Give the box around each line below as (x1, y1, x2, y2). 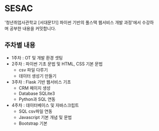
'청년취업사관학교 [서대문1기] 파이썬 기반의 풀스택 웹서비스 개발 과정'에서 (4, 19, 141, 25)
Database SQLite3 (18, 90, 55, 96)
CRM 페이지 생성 (18, 85, 51, 91)
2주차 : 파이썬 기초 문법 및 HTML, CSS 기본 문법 (11, 61, 103, 67)
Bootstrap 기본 (18, 120, 48, 126)
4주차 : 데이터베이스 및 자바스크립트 (11, 102, 79, 108)
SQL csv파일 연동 (18, 108, 53, 114)
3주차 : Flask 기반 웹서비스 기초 (11, 79, 71, 85)
